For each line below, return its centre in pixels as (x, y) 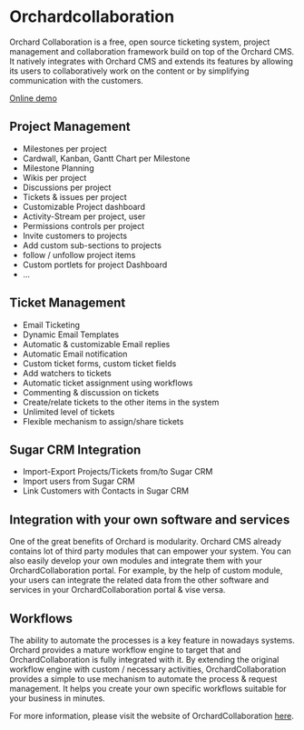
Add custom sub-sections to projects (92, 245)
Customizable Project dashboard (83, 206)
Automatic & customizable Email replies (96, 344)
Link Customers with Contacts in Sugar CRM (105, 491)
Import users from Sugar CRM (78, 481)
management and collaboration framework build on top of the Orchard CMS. (152, 51)
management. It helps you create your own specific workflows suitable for (148, 689)
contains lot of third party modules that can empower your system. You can (151, 551)
